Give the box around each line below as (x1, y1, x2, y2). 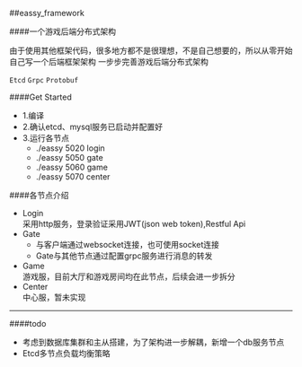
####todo (9, 319, 47, 328)
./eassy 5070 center (35, 171, 111, 182)
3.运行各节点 (22, 133, 70, 143)
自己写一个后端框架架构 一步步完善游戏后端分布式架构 (9, 57, 209, 66)
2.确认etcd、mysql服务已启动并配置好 (22, 121, 164, 132)
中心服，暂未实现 (22, 292, 86, 302)
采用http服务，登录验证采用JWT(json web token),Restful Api (22, 219, 246, 229)
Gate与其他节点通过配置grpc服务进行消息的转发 (35, 250, 213, 261)
